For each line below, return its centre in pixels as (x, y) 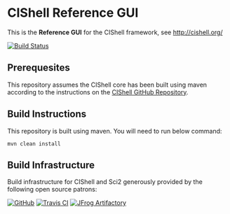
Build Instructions (47, 114)
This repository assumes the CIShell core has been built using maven (107, 85)
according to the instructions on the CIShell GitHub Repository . (98, 92)
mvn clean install (34, 144)
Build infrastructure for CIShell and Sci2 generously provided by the (105, 182)
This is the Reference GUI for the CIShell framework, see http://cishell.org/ (115, 32)
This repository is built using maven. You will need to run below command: (115, 131)
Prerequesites (39, 68)
